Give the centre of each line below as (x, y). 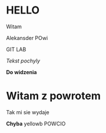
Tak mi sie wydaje (28, 112)
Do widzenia (21, 72)
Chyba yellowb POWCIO (36, 124)
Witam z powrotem (54, 96)
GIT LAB (16, 49)
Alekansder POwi (27, 38)
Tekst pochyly (23, 61)
